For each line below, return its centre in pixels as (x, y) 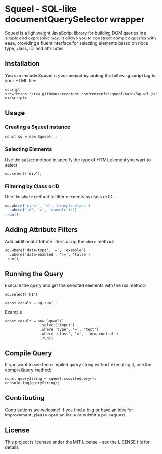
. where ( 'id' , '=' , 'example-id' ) (43, 210)
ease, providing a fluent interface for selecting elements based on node (77, 43)
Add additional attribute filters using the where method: (60, 242)
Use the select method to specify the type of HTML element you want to (78, 160)
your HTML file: (21, 80)
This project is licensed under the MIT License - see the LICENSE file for (77, 442)
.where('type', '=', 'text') (69, 330)
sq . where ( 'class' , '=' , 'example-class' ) (48, 206)
